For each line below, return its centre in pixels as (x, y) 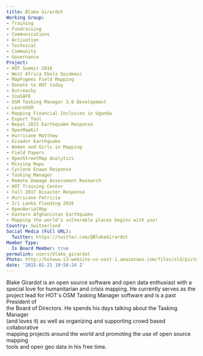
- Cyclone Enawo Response (39, 170)
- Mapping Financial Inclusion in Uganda (59, 113)
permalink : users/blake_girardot (48, 254)
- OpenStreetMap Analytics (40, 158)
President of (22, 302)
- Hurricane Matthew (32, 136)
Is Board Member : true (40, 248)
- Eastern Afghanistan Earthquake (50, 215)
